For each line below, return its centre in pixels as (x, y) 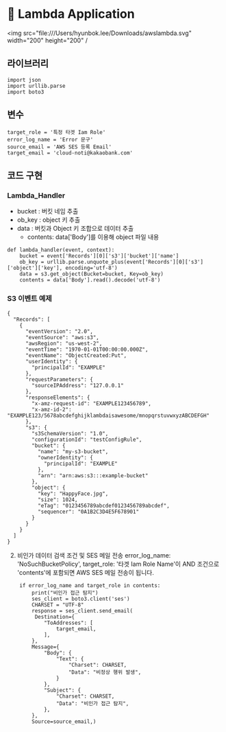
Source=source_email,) (64, 721)
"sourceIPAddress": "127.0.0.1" (78, 385)
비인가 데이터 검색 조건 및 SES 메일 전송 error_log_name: (94, 555)
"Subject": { (62, 690)
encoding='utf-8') (91, 268)
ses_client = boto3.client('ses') (81, 599)
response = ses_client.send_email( (83, 610)
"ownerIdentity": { (65, 457)
